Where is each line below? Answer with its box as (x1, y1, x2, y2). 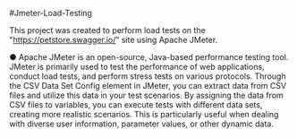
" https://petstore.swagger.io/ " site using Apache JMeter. (9, 35, 218, 45)
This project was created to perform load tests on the (9, 25, 206, 35)
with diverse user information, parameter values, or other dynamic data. (9, 118, 275, 129)
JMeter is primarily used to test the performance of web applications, (9, 62, 266, 72)
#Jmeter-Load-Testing (9, 8, 92, 18)
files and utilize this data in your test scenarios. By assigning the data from (9, 90, 284, 100)
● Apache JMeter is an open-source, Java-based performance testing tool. (9, 52, 289, 62)
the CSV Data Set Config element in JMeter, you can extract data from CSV (9, 81, 287, 91)
